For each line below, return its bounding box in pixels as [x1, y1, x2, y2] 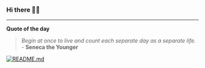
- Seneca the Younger [21, 43, 78, 51]
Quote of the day [6, 25, 50, 32]
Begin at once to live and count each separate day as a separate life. [21, 37, 196, 45]
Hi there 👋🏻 [6, 6, 40, 14]
